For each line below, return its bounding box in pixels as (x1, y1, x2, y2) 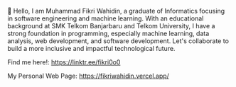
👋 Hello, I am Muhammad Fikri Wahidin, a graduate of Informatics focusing (7, 7, 225, 15)
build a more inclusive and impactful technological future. (7, 45, 176, 52)
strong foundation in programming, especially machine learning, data (7, 29, 210, 37)
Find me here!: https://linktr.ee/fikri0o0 (7, 58, 121, 66)
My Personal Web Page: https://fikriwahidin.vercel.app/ (7, 71, 169, 80)
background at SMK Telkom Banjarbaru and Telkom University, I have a (7, 22, 215, 30)
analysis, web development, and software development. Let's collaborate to (7, 37, 230, 45)
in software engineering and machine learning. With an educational (7, 14, 204, 23)
